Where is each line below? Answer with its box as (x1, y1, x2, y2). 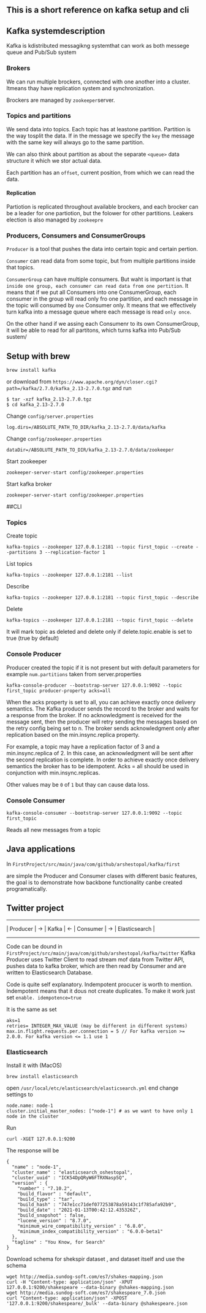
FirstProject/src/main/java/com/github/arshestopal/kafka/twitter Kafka (6, 949, 196, 957)
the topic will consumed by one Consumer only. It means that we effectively (6, 302, 197, 309)
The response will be (6, 1147, 59, 1154)
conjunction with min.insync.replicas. (6, 769, 100, 776)
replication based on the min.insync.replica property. (6, 731, 140, 738)
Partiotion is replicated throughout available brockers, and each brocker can (6, 203, 199, 210)
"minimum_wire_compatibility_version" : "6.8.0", (17, 1223, 147, 1229)
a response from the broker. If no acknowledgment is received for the (6, 711, 182, 718)
